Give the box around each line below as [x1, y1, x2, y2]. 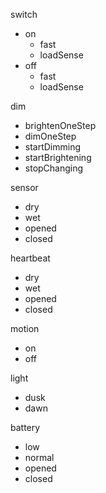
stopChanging [24, 162, 84, 174]
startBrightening [24, 152, 92, 163]
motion [10, 323, 40, 334]
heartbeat [10, 252, 51, 264]
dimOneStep [24, 130, 77, 142]
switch [10, 9, 38, 20]
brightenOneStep [24, 120, 97, 131]
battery [10, 422, 41, 433]
